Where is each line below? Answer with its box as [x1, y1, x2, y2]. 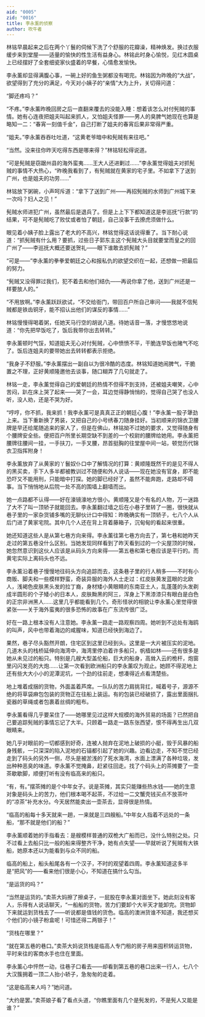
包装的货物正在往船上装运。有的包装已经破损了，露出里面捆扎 [43, 690, 199, 698]
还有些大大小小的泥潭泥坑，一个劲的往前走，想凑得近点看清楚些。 [6, 670, 172, 678]
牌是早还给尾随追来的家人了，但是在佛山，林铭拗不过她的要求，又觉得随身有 [6, 424, 199, 432]
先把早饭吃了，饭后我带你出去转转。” [24, 327, 116, 334]
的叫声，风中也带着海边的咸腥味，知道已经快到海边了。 [6, 626, 145, 634]
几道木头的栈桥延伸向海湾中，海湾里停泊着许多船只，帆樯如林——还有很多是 [6, 647, 199, 654]
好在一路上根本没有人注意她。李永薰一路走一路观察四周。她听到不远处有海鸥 [6, 619, 199, 626]
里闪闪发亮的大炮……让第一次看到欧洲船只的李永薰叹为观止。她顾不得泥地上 [6, 662, 198, 670]
